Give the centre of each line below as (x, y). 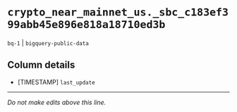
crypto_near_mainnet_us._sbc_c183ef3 (118, 12)
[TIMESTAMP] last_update (56, 82)
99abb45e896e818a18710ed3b (86, 25)
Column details (41, 65)
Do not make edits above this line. (57, 102)
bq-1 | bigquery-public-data (48, 43)
